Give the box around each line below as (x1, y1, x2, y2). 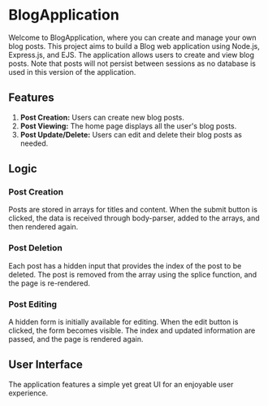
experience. (8, 388, 49, 398)
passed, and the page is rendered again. (8, 334, 144, 344)
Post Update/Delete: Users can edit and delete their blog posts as (19, 129, 242, 139)
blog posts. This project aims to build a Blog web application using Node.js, (8, 41, 260, 50)
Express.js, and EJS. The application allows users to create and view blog (8, 50, 254, 59)
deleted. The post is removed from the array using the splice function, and (8, 269, 257, 279)
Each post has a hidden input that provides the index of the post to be (8, 260, 242, 270)
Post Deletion (8, 242, 63, 254)
